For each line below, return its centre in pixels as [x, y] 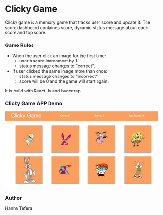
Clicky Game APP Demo [34, 104]
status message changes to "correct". [57, 66]
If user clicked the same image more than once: [60, 71]
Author [14, 198]
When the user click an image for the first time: [59, 56]
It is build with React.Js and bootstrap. [43, 91]
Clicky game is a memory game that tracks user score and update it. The [78, 22]
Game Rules [19, 45]
